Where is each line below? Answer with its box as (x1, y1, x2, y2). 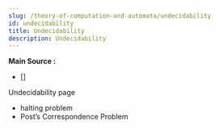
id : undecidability (8, 19, 74, 27)
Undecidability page (8, 88, 75, 98)
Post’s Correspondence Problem (19, 112, 128, 122)
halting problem (19, 103, 73, 113)
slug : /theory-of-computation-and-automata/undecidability (8, 11, 212, 20)
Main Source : (8, 56, 57, 66)
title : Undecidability (8, 27, 85, 35)
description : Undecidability (8, 34, 107, 43)
